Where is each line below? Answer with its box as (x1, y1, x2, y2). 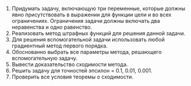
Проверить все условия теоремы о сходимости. (11, 73, 133, 80)
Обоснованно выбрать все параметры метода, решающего (11, 49, 162, 55)
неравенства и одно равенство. (11, 23, 92, 30)
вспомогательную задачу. (11, 55, 78, 61)
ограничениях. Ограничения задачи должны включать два (11, 18, 160, 24)
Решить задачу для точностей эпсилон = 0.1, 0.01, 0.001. (11, 67, 153, 74)
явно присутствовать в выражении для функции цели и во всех (11, 11, 172, 18)
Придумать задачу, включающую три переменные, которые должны (11, 5, 186, 12)
